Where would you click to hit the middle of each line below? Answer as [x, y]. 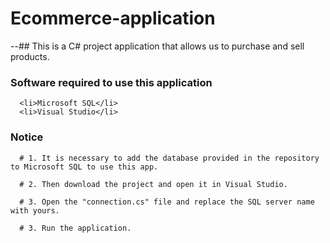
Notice [27, 137]
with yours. [35, 210]
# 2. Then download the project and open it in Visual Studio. [153, 184]
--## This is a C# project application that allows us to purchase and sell [157, 46]
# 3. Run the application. [75, 228]
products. [30, 56]
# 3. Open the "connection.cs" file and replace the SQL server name [167, 202]
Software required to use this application [111, 82]
